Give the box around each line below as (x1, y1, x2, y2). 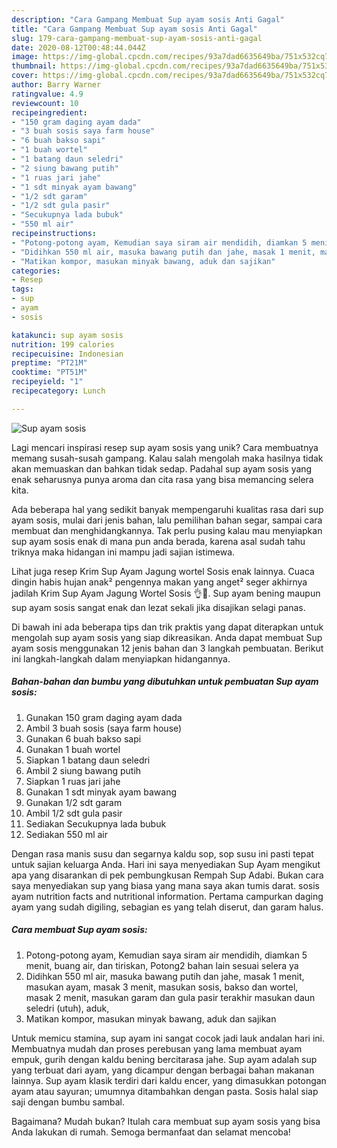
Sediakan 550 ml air (25, 828, 109, 840)
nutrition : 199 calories (11, 339, 115, 350)
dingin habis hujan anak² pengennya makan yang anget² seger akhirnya (11, 576, 308, 588)
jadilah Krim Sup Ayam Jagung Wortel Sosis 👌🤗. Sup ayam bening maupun (11, 587, 321, 599)
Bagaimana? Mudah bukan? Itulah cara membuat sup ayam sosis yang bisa (11, 1115, 321, 1127)
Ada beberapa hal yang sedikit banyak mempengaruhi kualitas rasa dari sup (11, 503, 324, 515)
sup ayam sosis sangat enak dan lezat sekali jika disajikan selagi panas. (11, 601, 306, 613)
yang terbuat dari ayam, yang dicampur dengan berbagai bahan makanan (11, 1064, 315, 1076)
